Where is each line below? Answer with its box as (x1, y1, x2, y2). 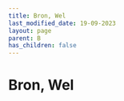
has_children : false (8, 42, 78, 50)
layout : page (8, 26, 52, 34)
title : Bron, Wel (8, 11, 66, 20)
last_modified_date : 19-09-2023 (8, 19, 116, 27)
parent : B (8, 34, 42, 42)
